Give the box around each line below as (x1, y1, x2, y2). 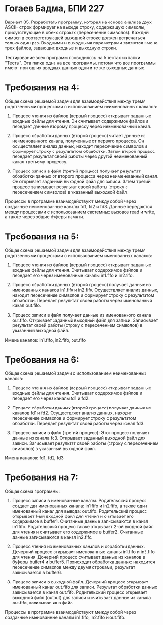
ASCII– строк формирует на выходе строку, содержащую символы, (5, 24, 145, 30)
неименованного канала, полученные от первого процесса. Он (12, 138, 145, 144)
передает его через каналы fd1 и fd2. (12, 395, 90, 401)
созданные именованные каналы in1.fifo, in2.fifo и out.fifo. (5, 614, 126, 620)
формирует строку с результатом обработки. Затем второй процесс (12, 148, 155, 154)
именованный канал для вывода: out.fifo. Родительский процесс (12, 508, 147, 514)
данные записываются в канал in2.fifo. (12, 534, 93, 540)
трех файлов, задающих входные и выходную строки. (5, 45, 118, 51)
